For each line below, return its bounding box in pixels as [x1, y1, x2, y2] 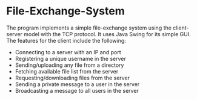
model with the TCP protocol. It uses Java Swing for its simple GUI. [24, 30, 191, 37]
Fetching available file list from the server [15, 67, 119, 75]
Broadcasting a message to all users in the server [15, 87, 139, 94]
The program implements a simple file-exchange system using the [6, 24, 172, 31]
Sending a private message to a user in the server [15, 80, 140, 88]
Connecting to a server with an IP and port [15, 48, 121, 55]
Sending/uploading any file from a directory [15, 61, 124, 69]
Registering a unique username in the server [15, 55, 126, 62]
